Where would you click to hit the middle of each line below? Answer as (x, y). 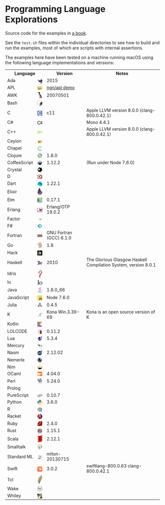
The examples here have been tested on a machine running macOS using (79, 57)
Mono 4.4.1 (98, 122)
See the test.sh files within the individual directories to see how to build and (82, 42)
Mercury (16, 346)
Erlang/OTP (58, 207)
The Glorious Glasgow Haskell (117, 260)
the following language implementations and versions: (60, 62)
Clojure (14, 155)
